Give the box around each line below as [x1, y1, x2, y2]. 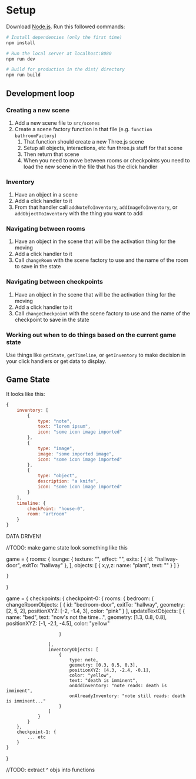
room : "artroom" [27, 511, 67, 517]
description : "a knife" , [37, 478, 99, 484]
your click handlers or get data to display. [6, 358, 107, 365]
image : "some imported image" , [37, 451, 115, 457]
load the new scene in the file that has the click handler [23, 163, 158, 170]
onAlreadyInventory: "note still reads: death [69, 693, 185, 699]
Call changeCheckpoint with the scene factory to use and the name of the [14, 309, 190, 317]
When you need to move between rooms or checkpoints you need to [23, 157, 190, 164]
